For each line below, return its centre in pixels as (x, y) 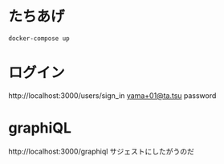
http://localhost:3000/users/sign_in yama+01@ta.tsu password (112, 95)
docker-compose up (39, 38)
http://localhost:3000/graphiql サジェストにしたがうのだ (102, 151)
